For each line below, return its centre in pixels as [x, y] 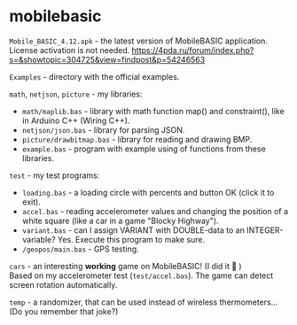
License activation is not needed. [70, 50]
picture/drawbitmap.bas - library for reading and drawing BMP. [137, 139]
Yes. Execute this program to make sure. [131, 239]
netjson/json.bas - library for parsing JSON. [103, 129]
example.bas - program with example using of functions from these [144, 149]
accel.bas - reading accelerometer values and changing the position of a [155, 211]
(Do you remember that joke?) [64, 311]
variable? [39, 239]
